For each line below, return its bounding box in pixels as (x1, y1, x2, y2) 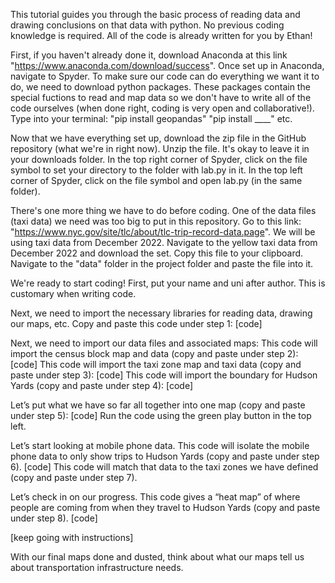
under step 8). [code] (10, 512, 98, 524)
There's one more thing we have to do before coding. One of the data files (10, 205, 317, 216)
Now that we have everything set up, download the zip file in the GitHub (10, 132, 307, 144)
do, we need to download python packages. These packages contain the (10, 81, 311, 93)
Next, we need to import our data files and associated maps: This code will (10, 337, 318, 349)
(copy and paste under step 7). (10, 472, 138, 483)
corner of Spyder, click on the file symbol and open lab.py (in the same (10, 175, 303, 186)
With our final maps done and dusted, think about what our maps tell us (10, 551, 305, 563)
